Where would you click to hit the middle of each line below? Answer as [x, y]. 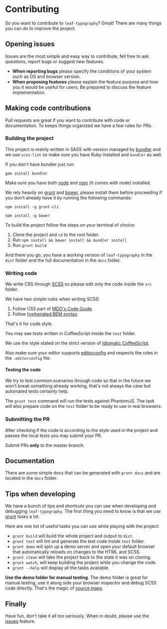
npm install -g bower [28, 215]
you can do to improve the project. [41, 28]
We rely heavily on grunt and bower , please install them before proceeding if [83, 192]
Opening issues [30, 44]
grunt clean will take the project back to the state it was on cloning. [82, 557]
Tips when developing [40, 494]
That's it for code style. [29, 324]
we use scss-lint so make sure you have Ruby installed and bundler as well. [84, 154]
